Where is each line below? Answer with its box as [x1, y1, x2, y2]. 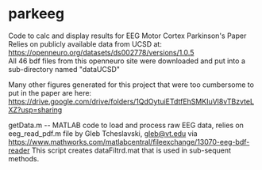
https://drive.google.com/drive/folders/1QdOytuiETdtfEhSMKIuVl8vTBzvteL [8, 96, 255, 106]
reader [8, 145, 30, 155]
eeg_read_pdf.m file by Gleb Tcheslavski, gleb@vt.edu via [8, 128, 198, 138]
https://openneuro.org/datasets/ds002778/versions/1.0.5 [8, 47, 195, 57]
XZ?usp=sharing [8, 104, 63, 115]
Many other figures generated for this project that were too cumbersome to [8, 80, 254, 89]
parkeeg [8, 5, 65, 23]
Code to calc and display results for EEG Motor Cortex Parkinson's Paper [8, 31, 247, 40]
